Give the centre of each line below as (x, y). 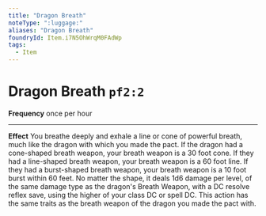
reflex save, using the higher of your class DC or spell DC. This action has (128, 195)
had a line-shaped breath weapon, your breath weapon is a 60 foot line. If (128, 161)
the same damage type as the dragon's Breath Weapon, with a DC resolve (129, 186)
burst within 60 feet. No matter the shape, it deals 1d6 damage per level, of (130, 178)
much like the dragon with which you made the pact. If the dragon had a (126, 144)
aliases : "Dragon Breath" (51, 30)
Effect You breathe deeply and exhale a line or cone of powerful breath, (125, 136)
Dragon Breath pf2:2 (76, 91)
